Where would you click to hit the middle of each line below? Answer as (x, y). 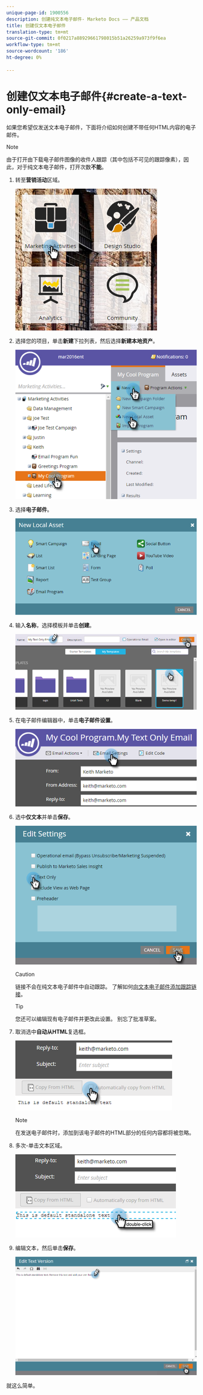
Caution (25, 975)
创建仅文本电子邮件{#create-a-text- (97, 96)
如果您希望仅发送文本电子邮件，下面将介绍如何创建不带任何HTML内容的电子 (101, 127)
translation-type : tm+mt (37, 32)
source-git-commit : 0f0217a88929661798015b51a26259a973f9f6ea (86, 38)
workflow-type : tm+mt (34, 45)
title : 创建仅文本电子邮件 (36, 25)
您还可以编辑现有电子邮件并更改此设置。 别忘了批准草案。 (87, 1019)
